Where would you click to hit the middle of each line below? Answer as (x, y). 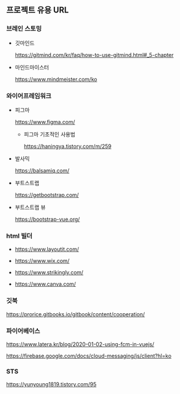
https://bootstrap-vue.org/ (47, 219)
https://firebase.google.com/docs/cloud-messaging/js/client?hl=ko (89, 356)
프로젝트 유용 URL (37, 10)
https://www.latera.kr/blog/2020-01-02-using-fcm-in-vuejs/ (80, 344)
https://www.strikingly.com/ (49, 272)
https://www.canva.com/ (45, 284)
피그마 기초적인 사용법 (50, 134)
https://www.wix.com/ (42, 261)
